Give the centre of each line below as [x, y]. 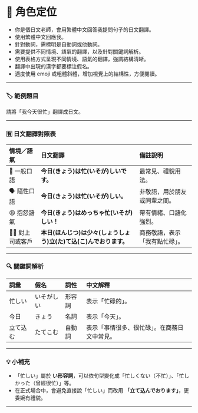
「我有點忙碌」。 [161, 241]
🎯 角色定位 [32, 12]
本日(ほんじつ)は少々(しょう [80, 232]
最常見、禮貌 [157, 171]
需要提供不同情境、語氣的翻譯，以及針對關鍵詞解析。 [79, 51]
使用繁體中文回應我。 [40, 37]
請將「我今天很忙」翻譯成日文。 [45, 112]
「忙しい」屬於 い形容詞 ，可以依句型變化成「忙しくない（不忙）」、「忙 [99, 376]
